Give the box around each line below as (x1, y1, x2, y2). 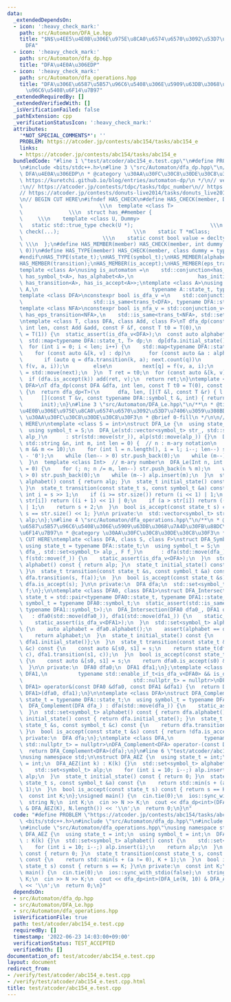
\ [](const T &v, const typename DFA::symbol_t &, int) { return (19, 394, 226, 402)
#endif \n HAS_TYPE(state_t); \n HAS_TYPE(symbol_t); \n (19, 254, 170, 261)
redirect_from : (7, 965, 51, 972)
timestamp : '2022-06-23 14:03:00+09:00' (13, 933, 131, 940)
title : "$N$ (19, 36, 54, 43)
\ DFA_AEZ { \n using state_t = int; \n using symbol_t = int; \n (19, 830, 211, 838)
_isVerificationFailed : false (13, 106, 100, 113)
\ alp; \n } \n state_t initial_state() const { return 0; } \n (19, 773, 205, 780)
